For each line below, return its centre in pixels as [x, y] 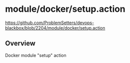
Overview [20, 44]
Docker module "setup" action [36, 55]
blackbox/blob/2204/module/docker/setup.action [55, 28]
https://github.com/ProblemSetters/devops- [50, 23]
